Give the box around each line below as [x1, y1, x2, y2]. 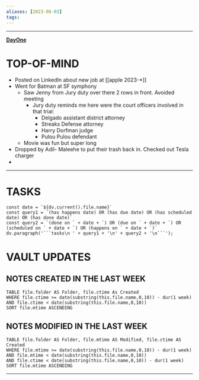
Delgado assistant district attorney [41, 114, 126, 122]
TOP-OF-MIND [6, 57, 79, 70]
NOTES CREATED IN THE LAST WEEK [6, 274, 146, 284]
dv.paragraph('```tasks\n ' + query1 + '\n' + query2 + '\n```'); [6, 230, 174, 236]
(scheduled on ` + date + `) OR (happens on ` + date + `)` [6, 225, 158, 232]
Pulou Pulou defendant [41, 133, 97, 140]
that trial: [32, 108, 54, 115]
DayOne [6, 36, 27, 43]
